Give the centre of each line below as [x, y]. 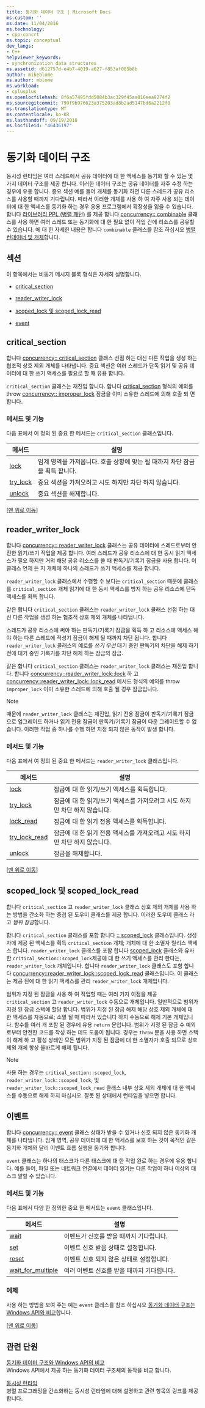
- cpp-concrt [23, 35]
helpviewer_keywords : [34, 57]
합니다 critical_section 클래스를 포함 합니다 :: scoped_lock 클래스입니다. [96, 935]
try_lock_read [29, 837]
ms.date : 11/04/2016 [33, 23]
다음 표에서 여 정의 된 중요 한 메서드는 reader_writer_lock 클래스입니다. [92, 761]
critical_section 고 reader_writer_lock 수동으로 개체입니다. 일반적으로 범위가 [102, 1001]
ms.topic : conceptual [34, 40]
